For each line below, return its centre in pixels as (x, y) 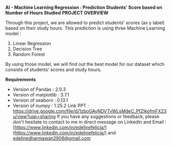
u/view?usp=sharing (34, 116)
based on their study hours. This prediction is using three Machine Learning (85, 28)
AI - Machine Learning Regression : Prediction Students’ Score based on (84, 7)
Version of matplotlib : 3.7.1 (41, 95)
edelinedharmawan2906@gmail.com (52, 138)
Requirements (21, 79)
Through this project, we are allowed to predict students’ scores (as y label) (85, 23)
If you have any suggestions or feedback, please (108, 116)
